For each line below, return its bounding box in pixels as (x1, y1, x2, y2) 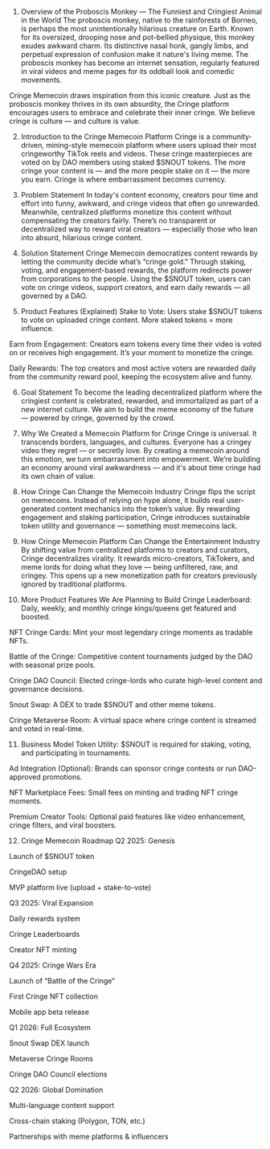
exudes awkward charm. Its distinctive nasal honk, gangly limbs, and (20, 41, 248, 51)
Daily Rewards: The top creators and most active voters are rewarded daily (9, 363, 256, 373)
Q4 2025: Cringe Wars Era (9, 960, 96, 970)
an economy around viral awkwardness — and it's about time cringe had (20, 463, 261, 472)
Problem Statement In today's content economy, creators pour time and (20, 190, 258, 199)
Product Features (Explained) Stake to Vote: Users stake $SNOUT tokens (20, 307, 263, 316)
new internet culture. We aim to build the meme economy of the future (20, 405, 254, 414)
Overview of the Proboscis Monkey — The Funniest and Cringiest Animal (20, 7, 262, 16)
